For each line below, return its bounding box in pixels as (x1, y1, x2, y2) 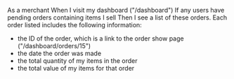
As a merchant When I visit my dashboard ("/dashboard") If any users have (7, 6, 225, 14)
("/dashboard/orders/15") (17, 42, 91, 50)
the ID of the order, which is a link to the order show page (17, 34, 184, 43)
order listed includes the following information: (7, 21, 142, 29)
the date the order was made (17, 49, 102, 57)
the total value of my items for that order (17, 64, 135, 72)
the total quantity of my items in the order (17, 57, 138, 65)
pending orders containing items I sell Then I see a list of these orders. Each (7, 13, 228, 22)
